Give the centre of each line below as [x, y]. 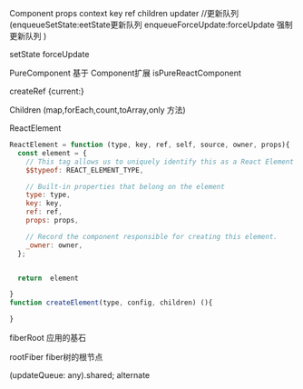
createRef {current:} [47, 91]
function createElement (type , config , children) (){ [111, 303]
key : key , [44, 204]
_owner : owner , [54, 245]
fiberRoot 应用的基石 [48, 338]
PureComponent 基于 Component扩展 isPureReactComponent [126, 73]
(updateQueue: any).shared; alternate [80, 375]
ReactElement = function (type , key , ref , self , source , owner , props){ [150, 145]
